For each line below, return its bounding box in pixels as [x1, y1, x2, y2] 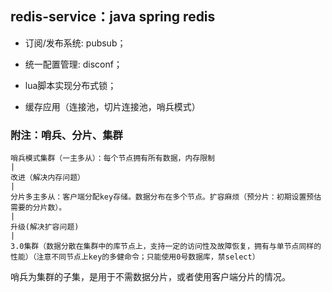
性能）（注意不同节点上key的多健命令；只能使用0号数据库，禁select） [10, 252, 260, 262]
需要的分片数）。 [10, 203, 67, 213]
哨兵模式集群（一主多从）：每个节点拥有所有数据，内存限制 [10, 153, 215, 164]
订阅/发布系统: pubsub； [24, 37, 127, 49]
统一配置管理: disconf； [24, 58, 123, 70]
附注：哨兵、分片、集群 [10, 128, 123, 142]
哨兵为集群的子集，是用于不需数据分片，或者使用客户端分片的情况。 [10, 271, 291, 283]
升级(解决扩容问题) [10, 222, 80, 232]
